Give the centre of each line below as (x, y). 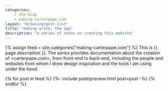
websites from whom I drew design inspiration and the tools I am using (78, 64)
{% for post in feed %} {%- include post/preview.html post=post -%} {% (80, 79)
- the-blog (26, 15)
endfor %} (16, 84)
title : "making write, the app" (39, 29)
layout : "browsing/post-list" (37, 24)
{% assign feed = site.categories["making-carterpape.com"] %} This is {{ (81, 48)
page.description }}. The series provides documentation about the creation (83, 53)
